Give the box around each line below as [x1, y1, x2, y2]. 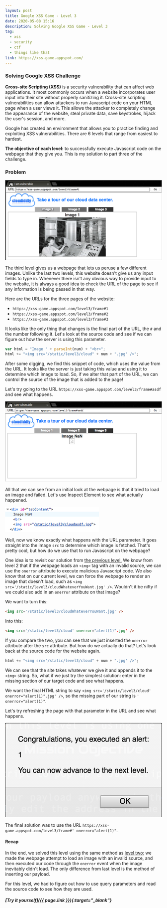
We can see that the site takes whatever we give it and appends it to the [5, 667, 153, 673]
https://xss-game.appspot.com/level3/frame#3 [12, 317, 108, 322]
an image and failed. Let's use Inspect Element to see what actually [5, 492, 143, 498]
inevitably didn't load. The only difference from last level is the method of [5, 866, 155, 872]
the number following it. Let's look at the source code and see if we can [5, 331, 152, 337]
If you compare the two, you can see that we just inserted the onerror [5, 637, 148, 643]
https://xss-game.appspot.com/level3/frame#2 [12, 312, 108, 317]
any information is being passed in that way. [5, 286, 95, 292]
